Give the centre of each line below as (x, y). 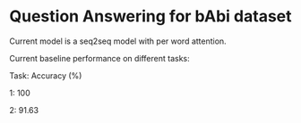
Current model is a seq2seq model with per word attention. (118, 41)
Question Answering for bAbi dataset (150, 16)
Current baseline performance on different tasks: (99, 58)
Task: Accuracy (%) (46, 75)
